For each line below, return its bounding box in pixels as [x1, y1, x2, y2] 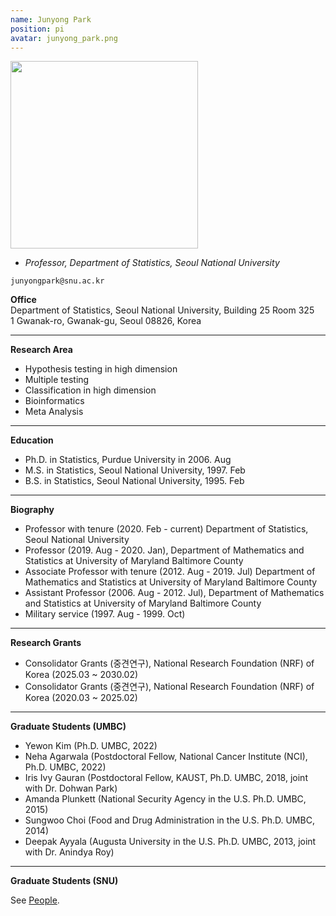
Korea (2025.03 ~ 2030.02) [24, 669, 139, 681]
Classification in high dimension [24, 384, 157, 396]
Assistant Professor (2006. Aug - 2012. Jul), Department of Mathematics [24, 587, 325, 599]
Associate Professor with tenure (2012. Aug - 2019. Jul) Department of [24, 566, 316, 578]
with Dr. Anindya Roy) [24, 846, 115, 858]
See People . [10, 894, 60, 906]
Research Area [10, 344, 73, 356]
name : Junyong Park [10, 14, 92, 25]
